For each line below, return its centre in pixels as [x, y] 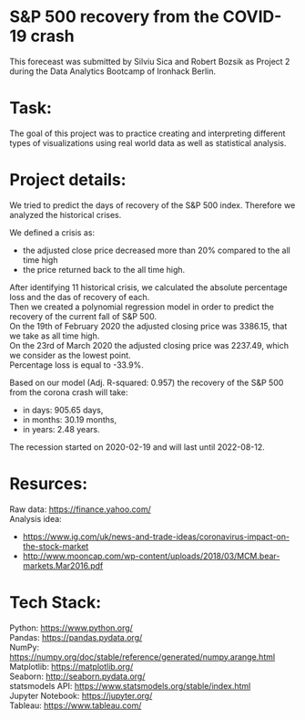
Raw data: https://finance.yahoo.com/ [81, 509]
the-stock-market [56, 546]
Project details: [68, 180]
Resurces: [49, 484]
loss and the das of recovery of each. [80, 297]
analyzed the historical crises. [66, 214]
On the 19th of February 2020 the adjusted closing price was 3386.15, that [148, 326]
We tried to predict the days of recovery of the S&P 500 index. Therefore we [152, 205]
